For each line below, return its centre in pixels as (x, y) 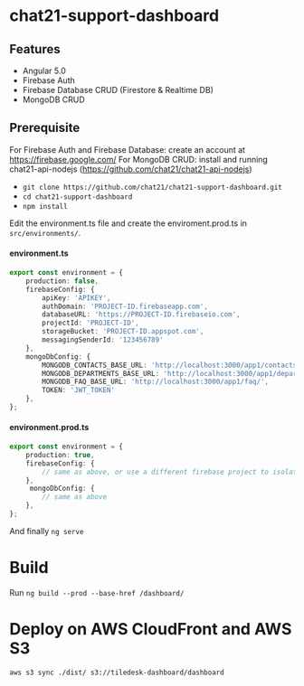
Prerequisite (45, 128)
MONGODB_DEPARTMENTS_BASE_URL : (101, 373)
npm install (45, 206)
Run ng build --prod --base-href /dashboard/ (97, 592)
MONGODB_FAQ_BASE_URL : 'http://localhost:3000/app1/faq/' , (156, 382)
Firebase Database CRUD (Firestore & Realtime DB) (118, 90)
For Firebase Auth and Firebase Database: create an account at (128, 149)
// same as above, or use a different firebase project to (156, 472)
